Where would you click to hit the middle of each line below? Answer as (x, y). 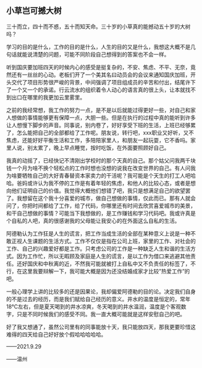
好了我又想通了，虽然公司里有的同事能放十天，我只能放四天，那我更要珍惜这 (101, 326)
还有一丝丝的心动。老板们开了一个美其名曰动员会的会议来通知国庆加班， (101, 75)
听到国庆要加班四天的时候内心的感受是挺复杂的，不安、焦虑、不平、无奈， (98, 67)
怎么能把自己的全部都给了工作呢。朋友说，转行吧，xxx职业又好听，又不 (105, 133)
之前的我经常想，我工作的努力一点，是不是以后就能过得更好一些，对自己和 (98, 110)
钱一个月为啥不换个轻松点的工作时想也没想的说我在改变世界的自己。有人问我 (101, 168)
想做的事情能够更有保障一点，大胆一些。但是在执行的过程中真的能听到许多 (103, 117)
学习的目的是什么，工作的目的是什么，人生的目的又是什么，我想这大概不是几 (101, 46)
